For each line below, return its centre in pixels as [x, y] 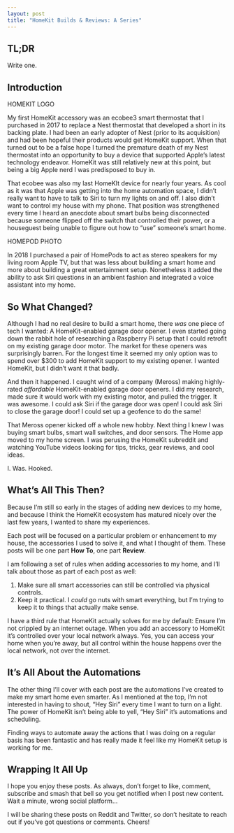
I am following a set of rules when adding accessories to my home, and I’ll [114, 564]
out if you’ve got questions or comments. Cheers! [79, 822]
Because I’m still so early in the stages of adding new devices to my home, [115, 507]
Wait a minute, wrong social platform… [63, 801]
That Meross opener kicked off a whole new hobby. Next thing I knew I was [116, 425]
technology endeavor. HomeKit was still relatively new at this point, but [109, 162]
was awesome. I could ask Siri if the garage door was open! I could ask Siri [115, 404]
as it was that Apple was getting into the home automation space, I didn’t [112, 191]
